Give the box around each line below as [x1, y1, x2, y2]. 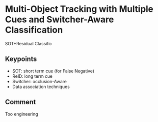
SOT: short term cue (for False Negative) [12, 68, 95, 74]
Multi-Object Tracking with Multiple [5, 3, 154, 15]
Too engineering [5, 111, 38, 117]
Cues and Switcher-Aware [5, 14, 114, 25]
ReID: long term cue [12, 73, 53, 79]
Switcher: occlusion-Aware [12, 78, 67, 84]
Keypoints [5, 55, 37, 63]
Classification [5, 25, 63, 35]
